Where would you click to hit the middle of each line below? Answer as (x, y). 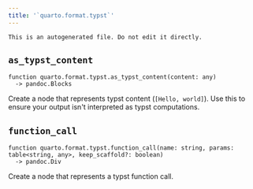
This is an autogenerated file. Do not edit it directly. (105, 37)
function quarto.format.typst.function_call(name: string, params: (121, 148)
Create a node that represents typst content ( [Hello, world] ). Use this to (127, 98)
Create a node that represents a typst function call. (91, 176)
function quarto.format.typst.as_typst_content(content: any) (112, 77)
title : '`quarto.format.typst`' (61, 15)
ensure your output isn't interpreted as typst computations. (104, 107)
